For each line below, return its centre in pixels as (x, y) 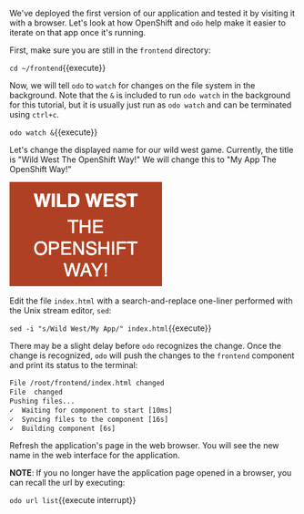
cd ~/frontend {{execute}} (58, 68)
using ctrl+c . (34, 114)
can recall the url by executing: (67, 483)
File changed (36, 392)
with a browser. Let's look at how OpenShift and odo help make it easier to (148, 23)
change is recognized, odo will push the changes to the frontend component (152, 355)
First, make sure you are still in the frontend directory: (110, 50)
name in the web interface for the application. (95, 455)
